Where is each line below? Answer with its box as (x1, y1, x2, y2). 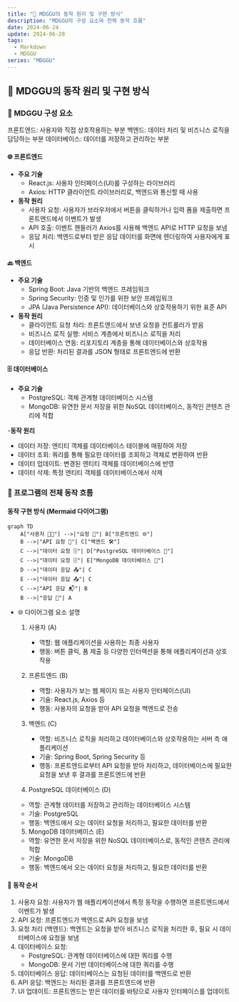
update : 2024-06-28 (7, 30, 66, 38)
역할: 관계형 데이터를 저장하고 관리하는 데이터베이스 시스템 (28, 801, 191, 809)
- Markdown (14, 44, 46, 51)
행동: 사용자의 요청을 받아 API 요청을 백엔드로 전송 (39, 704, 178, 713)
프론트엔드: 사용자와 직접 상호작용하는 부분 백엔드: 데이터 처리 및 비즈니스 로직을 (7, 126, 230, 134)
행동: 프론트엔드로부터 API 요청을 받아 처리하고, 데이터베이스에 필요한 (39, 761, 232, 770)
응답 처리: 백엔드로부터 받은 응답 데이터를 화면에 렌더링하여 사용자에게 (28, 232, 223, 241)
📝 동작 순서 (7, 881, 38, 889)
